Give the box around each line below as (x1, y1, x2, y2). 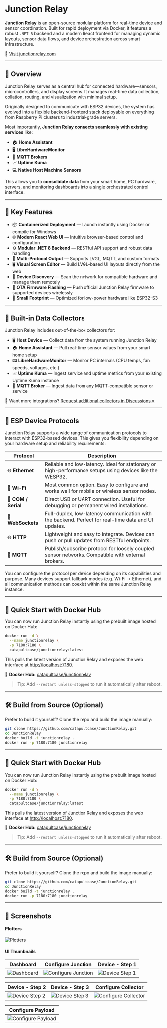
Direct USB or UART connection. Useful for (44, 496, 145, 503)
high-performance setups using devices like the (44, 467, 158, 474)
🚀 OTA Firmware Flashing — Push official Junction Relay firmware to (12, 284, 154, 290)
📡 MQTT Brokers (12, 154, 48, 160)
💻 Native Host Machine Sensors (12, 167, 81, 173)
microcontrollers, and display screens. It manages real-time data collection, (5, 88, 160, 94)
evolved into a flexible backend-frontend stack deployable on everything (5, 109, 154, 115)
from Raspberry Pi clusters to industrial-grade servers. (5, 114, 117, 120)
